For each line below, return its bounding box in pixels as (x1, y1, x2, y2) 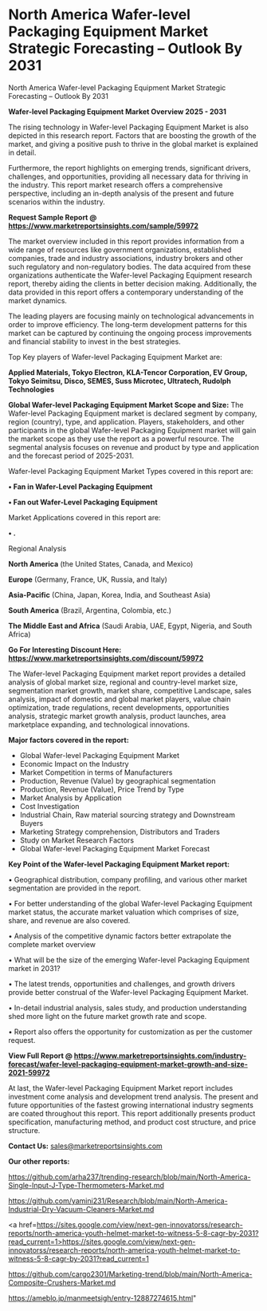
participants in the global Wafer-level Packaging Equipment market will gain (8, 425, 257, 435)
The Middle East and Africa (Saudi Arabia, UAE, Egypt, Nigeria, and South (8, 621, 253, 630)
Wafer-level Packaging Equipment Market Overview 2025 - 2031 (8, 106, 227, 116)
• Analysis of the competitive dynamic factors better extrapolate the (8, 931, 232, 941)
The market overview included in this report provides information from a (8, 236, 245, 246)
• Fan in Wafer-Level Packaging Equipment (8, 481, 153, 492)
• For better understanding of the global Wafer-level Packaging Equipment (8, 898, 253, 908)
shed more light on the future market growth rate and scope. (8, 1011, 207, 1021)
